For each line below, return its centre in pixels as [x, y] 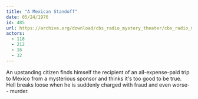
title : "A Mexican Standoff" [42, 11]
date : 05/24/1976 [27, 17]
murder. [19, 91]
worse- [181, 85]
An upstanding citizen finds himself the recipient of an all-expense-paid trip [98, 72]
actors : [16, 34]
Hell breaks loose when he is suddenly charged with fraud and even [89, 85]
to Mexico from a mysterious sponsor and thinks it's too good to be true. [94, 78]
